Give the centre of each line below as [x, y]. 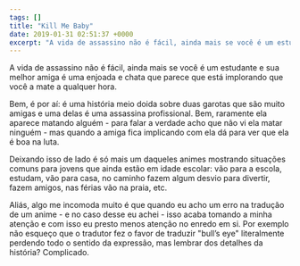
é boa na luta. [34, 142]
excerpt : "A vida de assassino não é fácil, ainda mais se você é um [142, 42]
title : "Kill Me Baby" [51, 26]
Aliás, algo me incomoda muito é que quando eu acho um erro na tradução [147, 205]
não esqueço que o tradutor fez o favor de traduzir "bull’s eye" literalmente [147, 234]
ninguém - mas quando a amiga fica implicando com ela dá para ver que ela [149, 133]
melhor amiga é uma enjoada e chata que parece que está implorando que [146, 78]
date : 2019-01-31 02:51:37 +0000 [71, 34]
